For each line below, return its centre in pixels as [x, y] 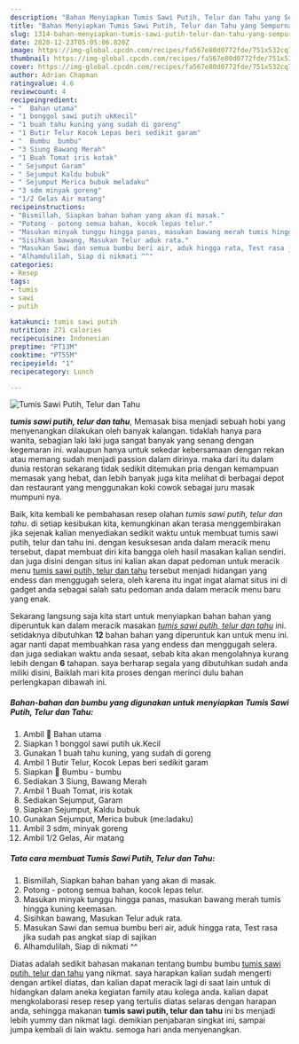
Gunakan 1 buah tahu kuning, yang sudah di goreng [117, 753]
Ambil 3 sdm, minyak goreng [75, 828]
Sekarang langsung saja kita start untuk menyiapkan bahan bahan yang [141, 616]
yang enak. [31, 599]
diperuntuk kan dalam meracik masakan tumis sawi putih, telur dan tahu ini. [148, 625]
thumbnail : [30, 59]
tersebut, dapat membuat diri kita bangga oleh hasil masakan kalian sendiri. [148, 552]
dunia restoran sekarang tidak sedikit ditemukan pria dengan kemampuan [144, 469]
